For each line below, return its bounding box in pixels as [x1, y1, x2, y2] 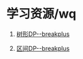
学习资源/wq [6, 6, 76, 22]
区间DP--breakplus [16, 44, 70, 52]
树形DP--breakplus [16, 30, 70, 38]
